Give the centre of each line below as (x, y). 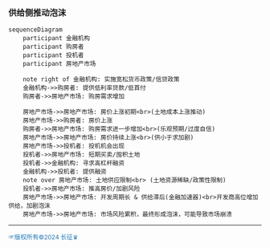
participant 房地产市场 (59, 64)
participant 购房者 (53, 47)
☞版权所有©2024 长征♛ (43, 237)
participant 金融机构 (57, 39)
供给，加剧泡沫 (29, 206)
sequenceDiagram (35, 30)
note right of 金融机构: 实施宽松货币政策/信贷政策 (101, 79)
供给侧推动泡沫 (37, 12)
